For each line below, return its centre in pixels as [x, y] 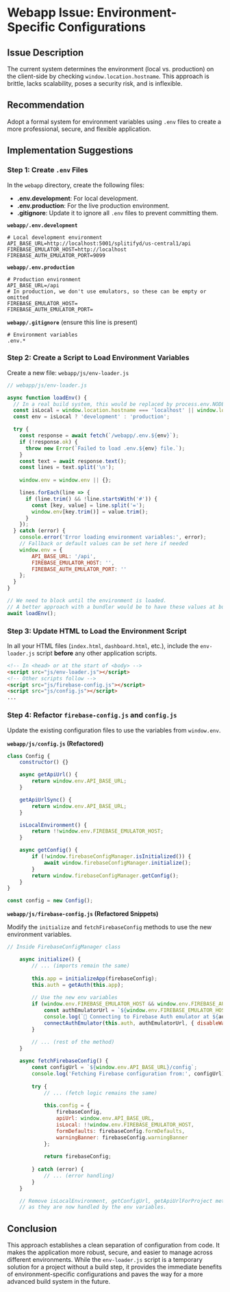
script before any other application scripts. [97, 653]
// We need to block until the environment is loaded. [87, 601]
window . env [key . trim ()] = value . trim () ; [90, 512]
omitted [18, 297]
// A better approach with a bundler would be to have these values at [111, 607]
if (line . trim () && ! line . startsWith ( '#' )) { [91, 499]
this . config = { [67, 1105]
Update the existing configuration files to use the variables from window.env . [114, 730]
